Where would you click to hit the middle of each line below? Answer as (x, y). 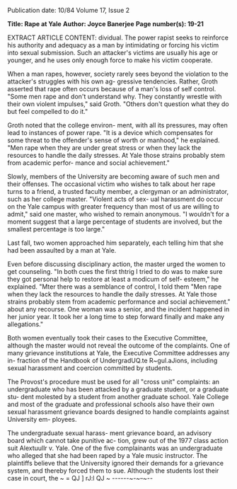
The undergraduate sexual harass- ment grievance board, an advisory (110, 433)
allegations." (25, 324)
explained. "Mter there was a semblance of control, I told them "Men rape (115, 287)
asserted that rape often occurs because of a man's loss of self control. (112, 89)
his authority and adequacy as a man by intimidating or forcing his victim (113, 45)
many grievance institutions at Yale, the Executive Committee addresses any (118, 353)
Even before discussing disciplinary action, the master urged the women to (116, 264)
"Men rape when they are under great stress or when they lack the (104, 148)
